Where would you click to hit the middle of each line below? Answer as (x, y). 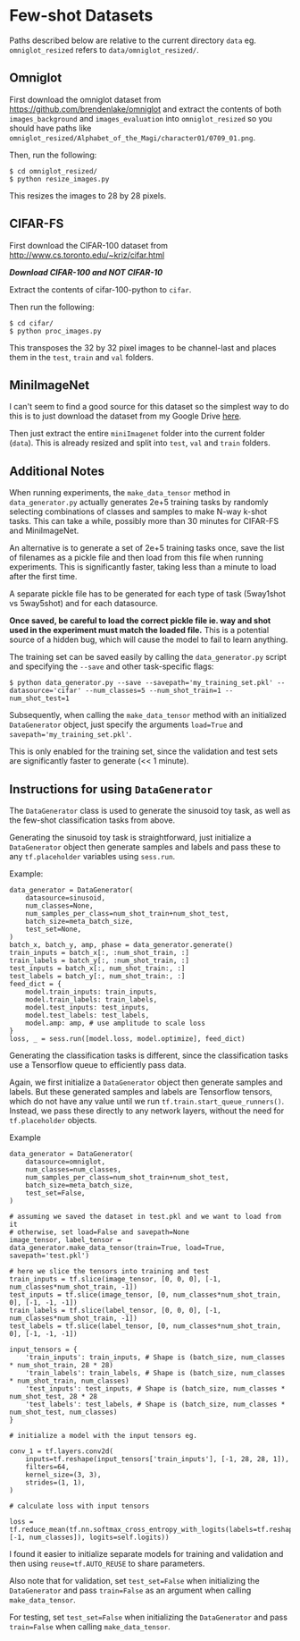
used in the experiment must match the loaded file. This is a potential (139, 630)
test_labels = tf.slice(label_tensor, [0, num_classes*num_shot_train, (145, 1326)
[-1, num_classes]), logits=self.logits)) (89, 1537)
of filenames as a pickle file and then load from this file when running (136, 558)
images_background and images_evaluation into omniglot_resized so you (141, 118)
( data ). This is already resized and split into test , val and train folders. (140, 443)
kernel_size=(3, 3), (63, 1475)
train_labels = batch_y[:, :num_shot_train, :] (100, 960)
